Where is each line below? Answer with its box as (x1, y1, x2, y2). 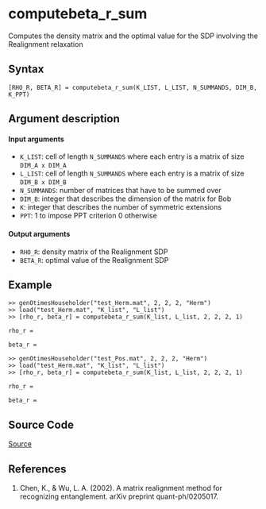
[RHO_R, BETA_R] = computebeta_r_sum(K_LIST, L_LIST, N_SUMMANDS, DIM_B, (8, 83, 258, 91)
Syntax (8, 63, 44, 76)
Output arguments (8, 229, 71, 238)
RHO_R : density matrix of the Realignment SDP (19, 247, 168, 256)
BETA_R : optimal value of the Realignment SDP (19, 255, 169, 264)
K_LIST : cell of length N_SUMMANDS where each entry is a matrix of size (19, 152, 245, 161)
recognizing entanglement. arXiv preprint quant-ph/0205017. (19, 492, 218, 501)
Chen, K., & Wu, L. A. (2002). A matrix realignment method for (19, 483, 222, 492)
